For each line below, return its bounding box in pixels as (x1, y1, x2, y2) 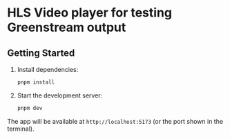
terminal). (7, 124, 35, 133)
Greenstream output (7, 19, 126, 35)
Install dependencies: (17, 66, 79, 73)
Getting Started (7, 47, 75, 59)
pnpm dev (17, 104, 43, 111)
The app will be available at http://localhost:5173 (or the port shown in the (7, 117, 223, 125)
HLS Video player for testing (7, 5, 173, 21)
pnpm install (17, 79, 55, 86)
